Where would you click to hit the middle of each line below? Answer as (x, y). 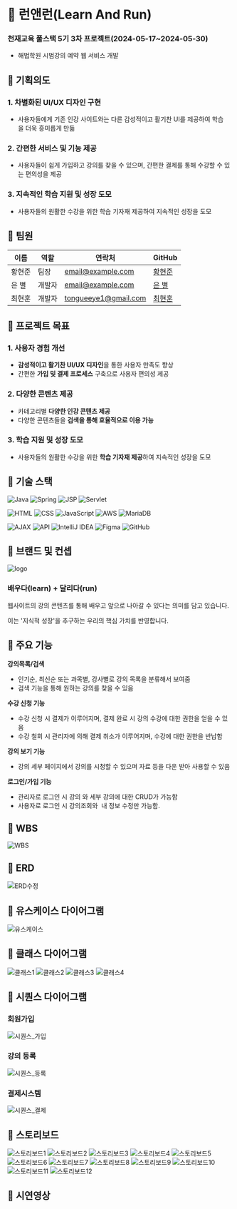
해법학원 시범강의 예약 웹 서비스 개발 (68, 56)
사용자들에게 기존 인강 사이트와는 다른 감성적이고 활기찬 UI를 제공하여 (114, 119)
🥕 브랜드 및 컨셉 (40, 551)
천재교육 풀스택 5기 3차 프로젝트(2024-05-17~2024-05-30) (108, 39)
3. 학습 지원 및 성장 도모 (46, 440)
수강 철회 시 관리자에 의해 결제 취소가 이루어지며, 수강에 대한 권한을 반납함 (120, 736)
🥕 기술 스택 (30, 482)
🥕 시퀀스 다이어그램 (47, 997)
